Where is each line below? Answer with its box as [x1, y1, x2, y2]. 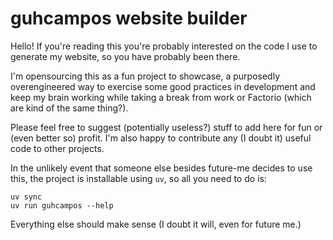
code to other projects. [10, 142, 105, 154]
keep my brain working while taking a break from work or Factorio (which [10, 91, 312, 103]
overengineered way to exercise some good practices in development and [10, 80, 316, 92]
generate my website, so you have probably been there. [10, 50, 241, 62]
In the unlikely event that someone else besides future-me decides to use [10, 162, 313, 174]
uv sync [10, 192, 43, 202]
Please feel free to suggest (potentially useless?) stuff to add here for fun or [10, 121, 323, 133]
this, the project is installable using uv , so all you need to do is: [10, 172, 267, 184]
